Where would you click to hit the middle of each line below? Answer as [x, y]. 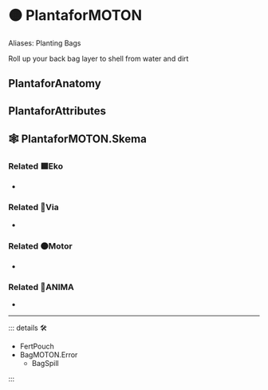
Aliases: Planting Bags [45, 43]
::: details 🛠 [28, 328]
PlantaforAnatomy [55, 84]
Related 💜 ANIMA [41, 287]
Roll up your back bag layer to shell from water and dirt [99, 58]
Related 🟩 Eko [36, 166]
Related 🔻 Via [33, 207]
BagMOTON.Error [49, 355]
